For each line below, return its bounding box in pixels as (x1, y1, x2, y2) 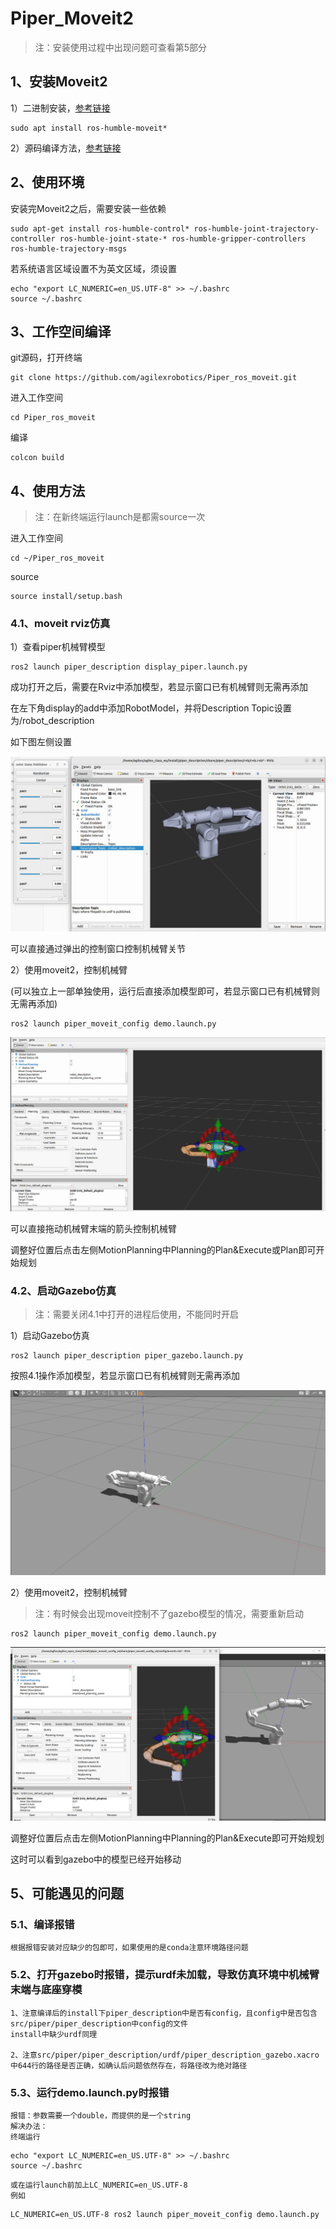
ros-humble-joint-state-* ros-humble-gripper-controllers (59, 233, 307, 244)
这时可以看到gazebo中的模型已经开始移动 (10, 1853, 182, 1865)
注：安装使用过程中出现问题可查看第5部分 (34, 41, 208, 53)
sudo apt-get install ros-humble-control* (10, 223, 190, 234)
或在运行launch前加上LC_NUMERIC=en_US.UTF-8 (10, 2180, 188, 2190)
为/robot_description (10, 715, 95, 727)
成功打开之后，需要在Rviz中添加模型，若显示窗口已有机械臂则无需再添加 (10, 681, 308, 693)
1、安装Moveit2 (10, 73, 108, 91)
